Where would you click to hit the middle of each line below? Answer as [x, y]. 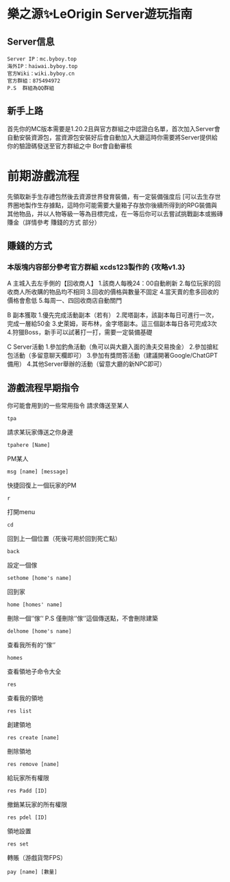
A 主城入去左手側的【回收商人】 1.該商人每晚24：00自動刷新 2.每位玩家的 [111, 283]
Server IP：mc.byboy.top [42, 59]
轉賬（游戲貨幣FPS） [37, 858]
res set [18, 844]
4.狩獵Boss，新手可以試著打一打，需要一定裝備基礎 [80, 332]
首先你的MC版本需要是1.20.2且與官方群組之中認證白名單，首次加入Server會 [114, 128]
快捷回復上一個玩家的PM [42, 485]
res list [20, 711]
